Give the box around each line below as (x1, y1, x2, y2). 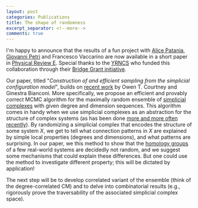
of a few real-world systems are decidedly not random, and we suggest (6, 146, 180, 154)
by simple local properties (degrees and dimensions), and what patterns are (6, 134, 191, 141)
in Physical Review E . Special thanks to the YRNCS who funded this (6, 60, 170, 67)
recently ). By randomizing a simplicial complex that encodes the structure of (6, 121, 192, 128)
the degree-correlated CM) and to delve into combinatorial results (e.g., (6, 183, 180, 190)
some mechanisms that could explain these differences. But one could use (6, 152, 188, 160)
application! (6, 165, 35, 172)
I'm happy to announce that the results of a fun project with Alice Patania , (6, 47, 185, 54)
